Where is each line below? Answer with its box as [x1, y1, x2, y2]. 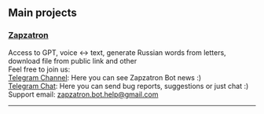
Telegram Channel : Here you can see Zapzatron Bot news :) [8, 72, 202, 82]
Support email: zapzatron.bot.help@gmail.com [8, 90, 159, 99]
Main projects [8, 6, 77, 20]
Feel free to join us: [8, 64, 71, 74]
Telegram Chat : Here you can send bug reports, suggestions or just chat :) [8, 81, 249, 90]
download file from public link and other [8, 56, 137, 65]
